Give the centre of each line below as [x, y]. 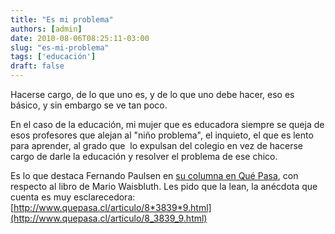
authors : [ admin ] [46, 29]
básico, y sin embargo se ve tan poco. [89, 105]
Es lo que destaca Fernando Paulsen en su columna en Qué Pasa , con [154, 175]
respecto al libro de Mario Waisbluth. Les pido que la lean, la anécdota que [164, 186]
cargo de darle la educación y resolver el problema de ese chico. [144, 156]
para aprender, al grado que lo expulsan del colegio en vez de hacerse [156, 145]
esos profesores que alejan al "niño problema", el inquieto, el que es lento [162, 135]
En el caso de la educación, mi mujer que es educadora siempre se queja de [167, 124]
